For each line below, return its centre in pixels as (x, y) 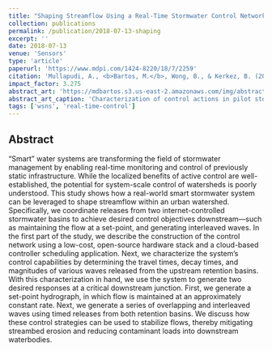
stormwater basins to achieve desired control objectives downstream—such (135, 219)
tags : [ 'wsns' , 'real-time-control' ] (72, 106)
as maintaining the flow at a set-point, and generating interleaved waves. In (134, 227)
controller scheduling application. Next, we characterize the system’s (123, 253)
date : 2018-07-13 (38, 46)
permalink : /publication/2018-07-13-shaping (85, 31)
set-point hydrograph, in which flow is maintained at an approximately (125, 296)
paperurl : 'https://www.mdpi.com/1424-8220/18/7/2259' (103, 69)
